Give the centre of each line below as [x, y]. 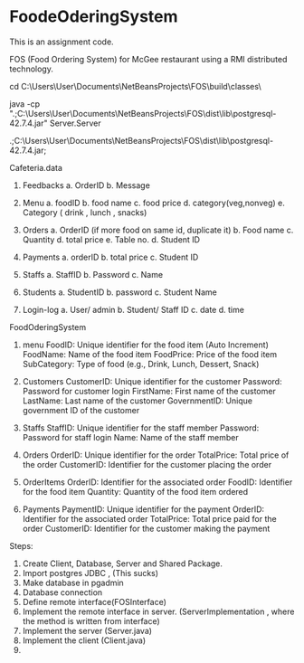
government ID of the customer [81, 410]
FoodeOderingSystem [94, 17]
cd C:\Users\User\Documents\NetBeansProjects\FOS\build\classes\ [135, 86]
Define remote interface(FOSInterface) [95, 601]
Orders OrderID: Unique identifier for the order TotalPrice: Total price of [156, 455]
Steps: [21, 545]
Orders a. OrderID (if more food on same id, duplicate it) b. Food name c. [158, 230]
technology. [32, 69]
